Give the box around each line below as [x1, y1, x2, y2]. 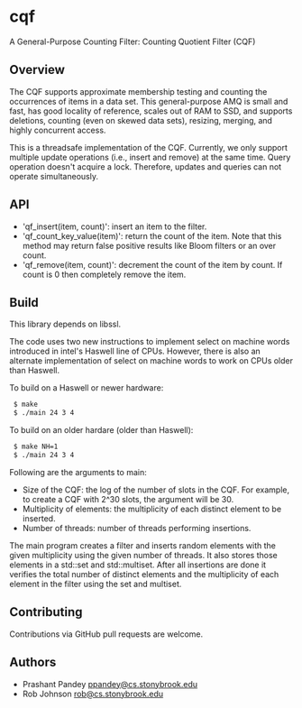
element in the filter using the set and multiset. [9, 578, 182, 589]
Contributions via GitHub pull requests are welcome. [9, 629, 204, 639]
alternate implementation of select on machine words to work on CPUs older [9, 355, 294, 366]
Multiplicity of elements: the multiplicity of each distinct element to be [22, 503, 282, 514]
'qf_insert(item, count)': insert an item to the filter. [22, 221, 207, 232]
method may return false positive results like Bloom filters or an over [22, 240, 277, 251]
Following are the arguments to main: [9, 466, 147, 477]
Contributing [9, 604, 83, 620]
